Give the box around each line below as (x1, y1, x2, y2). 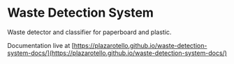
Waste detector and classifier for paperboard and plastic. (7, 28, 172, 36)
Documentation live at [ (7, 41, 75, 49)
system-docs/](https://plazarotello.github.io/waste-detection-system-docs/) (7, 49, 227, 57)
